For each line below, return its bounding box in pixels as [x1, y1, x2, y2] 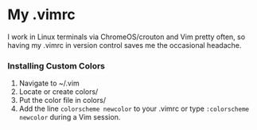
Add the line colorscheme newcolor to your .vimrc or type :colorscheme [18, 104, 250, 113]
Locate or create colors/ [18, 87, 99, 97]
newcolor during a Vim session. [18, 112, 121, 122]
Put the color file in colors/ [18, 96, 107, 105]
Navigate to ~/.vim [18, 78, 80, 89]
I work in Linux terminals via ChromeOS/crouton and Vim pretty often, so [7, 32, 246, 41]
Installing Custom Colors [7, 60, 105, 71]
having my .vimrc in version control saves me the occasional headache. [7, 40, 242, 49]
